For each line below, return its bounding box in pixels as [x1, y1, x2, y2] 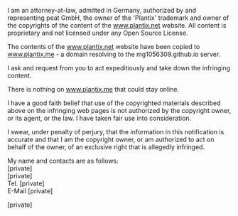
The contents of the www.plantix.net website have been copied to [7, 43, 200, 50]
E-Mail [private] [7, 187, 53, 195]
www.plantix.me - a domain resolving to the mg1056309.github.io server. [7, 50, 221, 58]
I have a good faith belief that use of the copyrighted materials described [7, 99, 221, 107]
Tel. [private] [7, 179, 45, 188]
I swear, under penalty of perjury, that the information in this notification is [7, 128, 225, 136]
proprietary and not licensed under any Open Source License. [7, 28, 188, 37]
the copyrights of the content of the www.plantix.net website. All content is [7, 21, 227, 29]
